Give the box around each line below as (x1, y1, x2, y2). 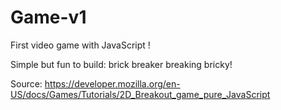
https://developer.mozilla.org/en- (44, 77, 181, 90)
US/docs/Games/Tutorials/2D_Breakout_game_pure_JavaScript (10, 88, 271, 100)
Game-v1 (10, 6, 87, 29)
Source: (10, 77, 43, 90)
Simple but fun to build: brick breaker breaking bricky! (10, 58, 233, 70)
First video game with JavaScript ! (10, 39, 151, 51)
